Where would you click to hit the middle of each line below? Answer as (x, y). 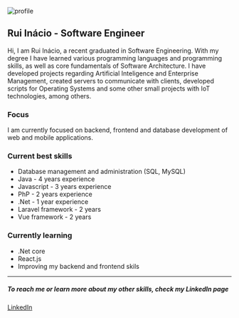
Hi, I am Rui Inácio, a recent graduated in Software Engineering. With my (113, 51)
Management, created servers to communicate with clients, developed (111, 81)
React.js (30, 258)
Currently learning (40, 235)
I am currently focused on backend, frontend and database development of (118, 130)
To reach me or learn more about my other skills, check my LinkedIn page (118, 289)
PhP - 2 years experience (55, 194)
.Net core (31, 251)
